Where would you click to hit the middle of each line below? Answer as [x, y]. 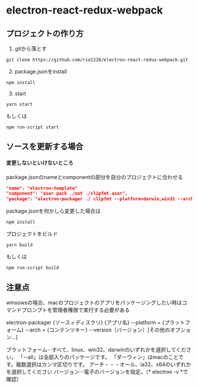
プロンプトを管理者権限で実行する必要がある [76, 310]
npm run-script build [33, 268]
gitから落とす [31, 49]
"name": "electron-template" [42, 188]
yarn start [19, 104]
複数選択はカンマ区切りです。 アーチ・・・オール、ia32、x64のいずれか [103, 364]
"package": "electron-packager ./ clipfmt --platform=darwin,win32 [91, 199]
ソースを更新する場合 [45, 147]
